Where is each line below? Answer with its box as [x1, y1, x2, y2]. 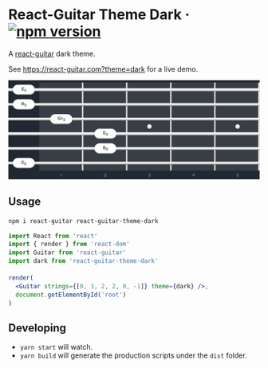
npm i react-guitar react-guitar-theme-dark [8, 217, 159, 225]
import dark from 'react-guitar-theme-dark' [8, 257, 159, 265]
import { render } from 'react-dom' [8, 241, 130, 249]
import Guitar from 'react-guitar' [8, 249, 127, 256]
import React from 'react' [8, 232, 98, 240]
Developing [8, 321, 66, 335]
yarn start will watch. [19, 343, 93, 352]
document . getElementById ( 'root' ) [15, 291, 127, 299]
